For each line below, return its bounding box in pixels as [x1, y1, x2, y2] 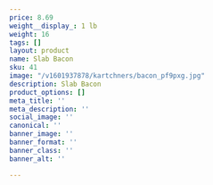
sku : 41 [9, 63, 38, 72]
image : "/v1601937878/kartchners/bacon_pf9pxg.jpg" [9, 71, 205, 80]
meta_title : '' [9, 96, 66, 105]
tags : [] [9, 38, 42, 47]
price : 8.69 [9, 13, 53, 22]
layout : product [9, 46, 70, 55]
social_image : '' [9, 113, 74, 122]
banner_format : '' [9, 138, 78, 147]
